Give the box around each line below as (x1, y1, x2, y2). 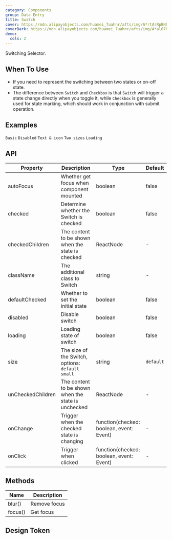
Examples (5, 121, 37, 130)
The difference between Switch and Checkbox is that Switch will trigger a (12, 89, 164, 95)
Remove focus (30, 501, 65, 508)
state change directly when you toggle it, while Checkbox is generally (12, 95, 157, 101)
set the (60, 296, 78, 303)
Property (20, 165, 43, 172)
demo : (5, 31, 17, 36)
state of (60, 332, 79, 339)
